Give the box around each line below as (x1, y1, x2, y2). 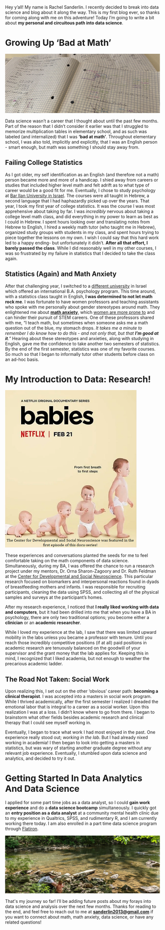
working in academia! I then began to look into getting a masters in (5, 740, 140, 746)
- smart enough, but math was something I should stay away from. (5, 144, 140, 150)
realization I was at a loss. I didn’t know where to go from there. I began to (5, 709, 155, 715)
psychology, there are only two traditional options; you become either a (5, 615, 150, 620)
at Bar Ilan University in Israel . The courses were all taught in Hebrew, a (5, 193, 150, 198)
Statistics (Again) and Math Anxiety (5, 270, 117, 278)
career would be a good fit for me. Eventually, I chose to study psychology (5, 187, 156, 193)
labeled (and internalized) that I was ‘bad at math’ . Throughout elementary (5, 133, 156, 140)
